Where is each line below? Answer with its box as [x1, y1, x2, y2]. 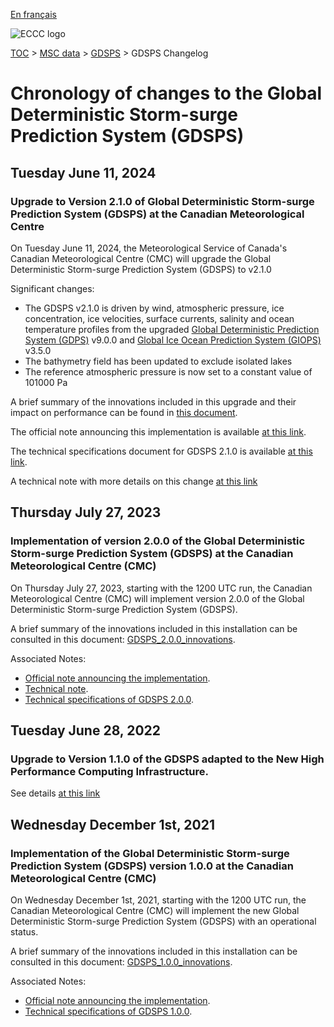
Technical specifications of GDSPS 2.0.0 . [24, 693, 195, 705]
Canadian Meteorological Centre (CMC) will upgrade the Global [10, 252, 272, 264]
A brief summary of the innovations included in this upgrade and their [10, 395, 297, 408]
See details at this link [10, 787, 101, 799]
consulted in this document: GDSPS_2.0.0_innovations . [10, 633, 236, 645]
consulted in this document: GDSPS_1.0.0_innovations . [10, 955, 233, 968]
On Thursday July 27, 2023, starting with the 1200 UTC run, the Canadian [10, 582, 313, 594]
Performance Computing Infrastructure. [10, 764, 209, 778]
